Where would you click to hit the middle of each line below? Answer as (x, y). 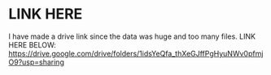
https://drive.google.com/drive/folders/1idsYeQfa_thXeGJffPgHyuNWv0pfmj (136, 53)
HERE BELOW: (33, 44)
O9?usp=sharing (37, 62)
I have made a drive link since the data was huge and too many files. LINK (132, 36)
